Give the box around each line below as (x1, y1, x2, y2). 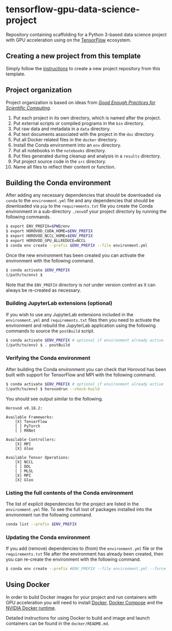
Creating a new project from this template (6, 52, 141, 60)
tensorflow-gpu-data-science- (6, 4, 140, 15)
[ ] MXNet (15, 428, 36, 433)
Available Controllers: (6, 437, 57, 442)
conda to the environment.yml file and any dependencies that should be (6, 197, 155, 203)
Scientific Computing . (6, 105, 52, 111)
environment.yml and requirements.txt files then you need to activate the (6, 317, 160, 323)
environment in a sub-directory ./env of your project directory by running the (6, 209, 167, 215)
